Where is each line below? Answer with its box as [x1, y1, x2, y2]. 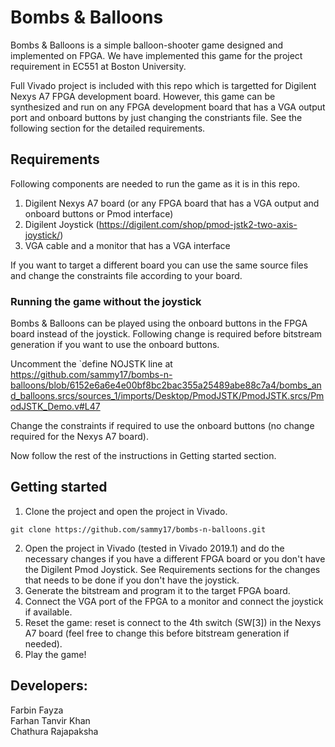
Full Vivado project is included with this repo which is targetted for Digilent [10, 79, 317, 91]
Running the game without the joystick [10, 294, 202, 308]
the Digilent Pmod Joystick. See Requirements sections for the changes [24, 563, 321, 575]
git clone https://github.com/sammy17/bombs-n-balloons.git [10, 524, 267, 535]
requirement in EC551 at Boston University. [10, 60, 187, 72]
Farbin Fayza [10, 704, 64, 716]
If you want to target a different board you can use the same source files [10, 259, 309, 271]
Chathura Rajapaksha [10, 725, 99, 737]
